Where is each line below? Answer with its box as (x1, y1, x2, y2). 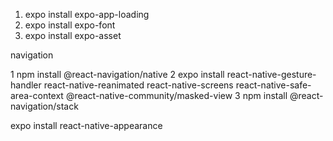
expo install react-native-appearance (10, 120, 163, 131)
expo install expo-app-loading (24, 9, 150, 20)
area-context (10, 90, 64, 101)
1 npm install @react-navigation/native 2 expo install (10, 69, 225, 80)
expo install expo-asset (24, 30, 122, 41)
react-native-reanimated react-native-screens (43, 79, 234, 91)
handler (10, 79, 42, 91)
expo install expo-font (24, 19, 116, 31)
